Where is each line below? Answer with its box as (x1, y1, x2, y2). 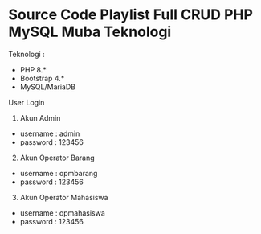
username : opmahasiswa (19, 207, 106, 218)
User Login (8, 97, 45, 107)
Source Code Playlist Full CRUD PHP (8, 6, 253, 24)
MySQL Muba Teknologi (8, 23, 172, 41)
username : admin (19, 129, 80, 138)
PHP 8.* (19, 64, 47, 74)
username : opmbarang (19, 168, 98, 178)
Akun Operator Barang (19, 153, 95, 162)
